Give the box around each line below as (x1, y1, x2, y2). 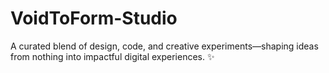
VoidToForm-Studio (10, 7, 178, 30)
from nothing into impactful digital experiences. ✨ (10, 50, 215, 62)
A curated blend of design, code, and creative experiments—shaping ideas (10, 40, 319, 52)
